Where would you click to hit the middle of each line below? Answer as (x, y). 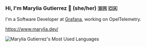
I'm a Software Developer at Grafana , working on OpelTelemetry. (73, 19)
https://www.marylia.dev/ (32, 29)
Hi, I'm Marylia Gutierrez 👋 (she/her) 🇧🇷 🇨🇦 (62, 8)
